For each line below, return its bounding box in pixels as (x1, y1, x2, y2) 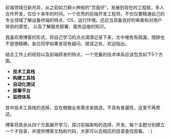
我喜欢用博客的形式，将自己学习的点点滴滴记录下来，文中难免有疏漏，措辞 (5, 34, 160, 40)
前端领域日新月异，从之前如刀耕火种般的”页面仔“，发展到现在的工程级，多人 (5, 5, 164, 10)
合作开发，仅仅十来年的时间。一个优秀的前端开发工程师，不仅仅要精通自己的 (5, 11, 165, 17)
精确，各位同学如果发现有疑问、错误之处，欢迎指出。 (18, 41, 130, 47)
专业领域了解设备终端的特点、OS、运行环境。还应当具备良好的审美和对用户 (5, 17, 162, 23)
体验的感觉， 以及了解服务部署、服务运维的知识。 (5, 23, 109, 29)
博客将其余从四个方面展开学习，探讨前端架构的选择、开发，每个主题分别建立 (5, 122, 165, 128)
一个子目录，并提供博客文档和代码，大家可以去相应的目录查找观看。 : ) (5, 128, 153, 134)
